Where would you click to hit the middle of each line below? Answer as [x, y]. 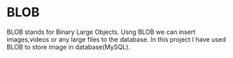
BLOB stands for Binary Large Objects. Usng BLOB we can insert [101, 32]
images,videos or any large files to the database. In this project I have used [116, 39]
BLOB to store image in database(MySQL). [69, 47]
